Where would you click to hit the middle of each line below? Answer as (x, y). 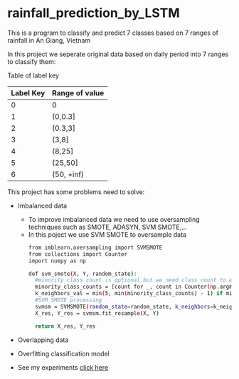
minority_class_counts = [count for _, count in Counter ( (122, 287)
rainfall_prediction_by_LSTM (94, 13)
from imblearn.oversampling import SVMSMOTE (95, 247)
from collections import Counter (78, 254)
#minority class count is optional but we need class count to (130, 280)
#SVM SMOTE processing (68, 300)
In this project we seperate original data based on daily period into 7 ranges (118, 54)
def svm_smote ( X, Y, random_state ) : (83, 274)
